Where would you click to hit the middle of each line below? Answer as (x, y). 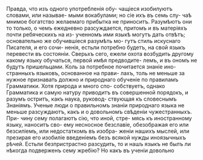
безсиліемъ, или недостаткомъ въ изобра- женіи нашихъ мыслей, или (98, 131)
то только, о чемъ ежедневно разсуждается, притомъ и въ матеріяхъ (97, 28)
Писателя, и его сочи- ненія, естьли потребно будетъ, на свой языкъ (96, 47)
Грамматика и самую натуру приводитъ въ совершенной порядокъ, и (98, 92)
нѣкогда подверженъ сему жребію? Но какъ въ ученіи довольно (90, 150)
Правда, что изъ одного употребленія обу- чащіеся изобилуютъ (89, 9)
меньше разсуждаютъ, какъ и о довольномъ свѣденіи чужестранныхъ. (99, 112)
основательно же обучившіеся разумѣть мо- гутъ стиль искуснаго (93, 41)
